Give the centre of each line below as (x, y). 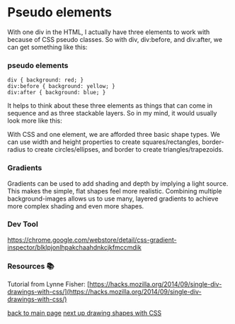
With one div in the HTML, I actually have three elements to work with (109, 32)
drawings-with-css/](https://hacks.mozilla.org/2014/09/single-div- (104, 292)
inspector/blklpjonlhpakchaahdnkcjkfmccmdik (74, 247)
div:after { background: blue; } (57, 93)
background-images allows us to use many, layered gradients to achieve (113, 199)
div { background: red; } (45, 80)
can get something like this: (47, 47)
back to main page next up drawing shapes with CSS (85, 313)
